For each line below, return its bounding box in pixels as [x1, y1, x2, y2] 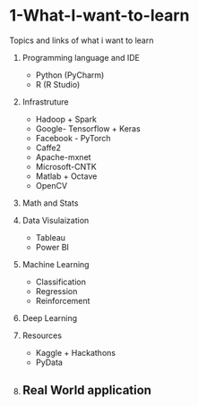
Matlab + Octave [35, 171, 98, 182]
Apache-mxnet [35, 151, 91, 162]
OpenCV [35, 180, 68, 190]
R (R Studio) [35, 79, 81, 89]
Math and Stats [22, 198, 79, 208]
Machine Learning [22, 258, 90, 269]
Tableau [35, 232, 65, 242]
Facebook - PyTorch [35, 132, 111, 143]
